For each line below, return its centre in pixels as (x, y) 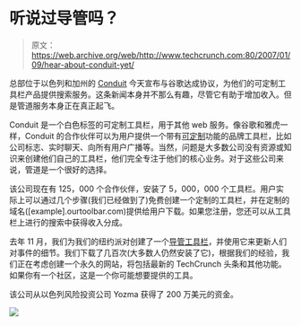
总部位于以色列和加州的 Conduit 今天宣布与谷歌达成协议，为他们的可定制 (144, 83)
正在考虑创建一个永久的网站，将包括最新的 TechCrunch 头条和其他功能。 (151, 264)
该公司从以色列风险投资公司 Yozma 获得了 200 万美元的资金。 (124, 294)
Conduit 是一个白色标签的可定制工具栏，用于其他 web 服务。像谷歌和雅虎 (145, 124)
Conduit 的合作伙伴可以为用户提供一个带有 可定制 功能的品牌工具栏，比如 (158, 136)
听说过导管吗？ (64, 18)
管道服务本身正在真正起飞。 (68, 105)
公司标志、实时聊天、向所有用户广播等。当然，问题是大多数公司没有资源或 (146, 147)
